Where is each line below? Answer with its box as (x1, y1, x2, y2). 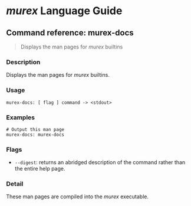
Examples (6, 113, 35, 122)
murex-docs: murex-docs (6, 132, 65, 138)
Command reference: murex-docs (6, 28, 134, 38)
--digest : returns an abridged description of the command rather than (14, 159, 186, 166)
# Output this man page (6, 126, 65, 132)
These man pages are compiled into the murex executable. (6, 193, 149, 200)
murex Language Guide (6, 4, 123, 18)
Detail (6, 180, 24, 188)
